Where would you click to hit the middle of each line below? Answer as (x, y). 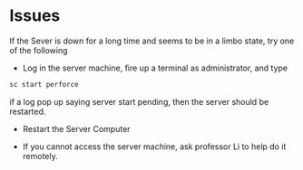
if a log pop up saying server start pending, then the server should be (139, 101)
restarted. (28, 111)
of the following (39, 50)
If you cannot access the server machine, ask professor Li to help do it (154, 146)
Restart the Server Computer (76, 128)
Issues (35, 16)
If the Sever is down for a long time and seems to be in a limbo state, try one (152, 41)
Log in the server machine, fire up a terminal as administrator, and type (155, 68)
